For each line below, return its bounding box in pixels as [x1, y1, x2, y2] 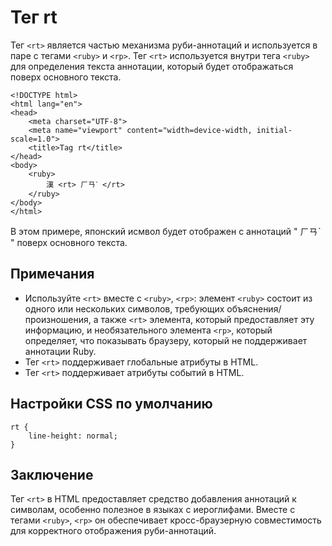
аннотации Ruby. [24, 345, 97, 357]
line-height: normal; [28, 431, 118, 441]
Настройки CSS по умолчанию [10, 396, 213, 413]
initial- [256, 125, 293, 135]
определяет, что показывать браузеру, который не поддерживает [24, 334, 308, 346]
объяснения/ [226, 302, 282, 315]
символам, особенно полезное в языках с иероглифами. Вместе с [10, 504, 296, 516]
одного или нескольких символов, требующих [24, 302, 225, 315]
